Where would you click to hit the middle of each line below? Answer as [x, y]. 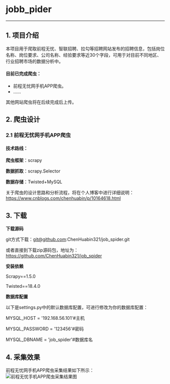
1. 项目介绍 [22, 36]
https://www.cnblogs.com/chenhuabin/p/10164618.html [63, 198]
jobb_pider [29, 9]
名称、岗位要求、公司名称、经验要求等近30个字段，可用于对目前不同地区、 [84, 55]
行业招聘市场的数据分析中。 [35, 61]
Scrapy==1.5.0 [21, 276]
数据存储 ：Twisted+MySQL [34, 182]
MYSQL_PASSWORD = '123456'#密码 [45, 329]
